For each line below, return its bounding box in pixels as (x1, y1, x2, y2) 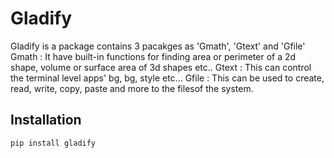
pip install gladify (10, 138, 97, 148)
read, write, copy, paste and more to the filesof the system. (10, 82, 254, 94)
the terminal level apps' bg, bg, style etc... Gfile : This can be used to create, (10, 72, 325, 84)
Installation (10, 112, 82, 129)
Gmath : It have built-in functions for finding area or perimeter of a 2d (10, 50, 297, 62)
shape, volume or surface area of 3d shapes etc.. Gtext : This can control (10, 61, 312, 73)
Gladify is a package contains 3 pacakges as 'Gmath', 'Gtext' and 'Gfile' (10, 40, 306, 52)
